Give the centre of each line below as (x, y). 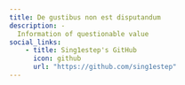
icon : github (57, 58)
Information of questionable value (83, 34)
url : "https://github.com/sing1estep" (105, 67)
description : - (37, 26)
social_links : (36, 42)
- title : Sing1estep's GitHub (81, 50)
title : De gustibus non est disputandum (85, 17)
